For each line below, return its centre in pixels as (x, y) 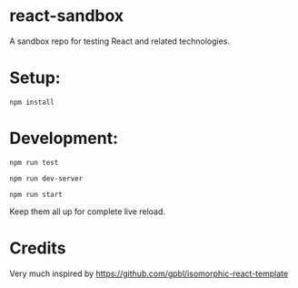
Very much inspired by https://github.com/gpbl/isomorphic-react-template (149, 273)
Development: (64, 139)
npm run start (36, 194)
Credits (38, 248)
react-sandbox (67, 16)
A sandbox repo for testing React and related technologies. (119, 41)
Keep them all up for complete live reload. (88, 211)
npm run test (34, 162)
